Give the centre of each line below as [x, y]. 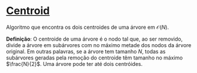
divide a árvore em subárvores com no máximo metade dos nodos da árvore [99, 45]
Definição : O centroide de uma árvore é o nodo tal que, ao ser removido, [94, 39]
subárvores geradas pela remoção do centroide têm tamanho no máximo [95, 58]
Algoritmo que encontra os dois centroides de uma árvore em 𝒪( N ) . [88, 27]
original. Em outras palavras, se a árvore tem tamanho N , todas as [86, 51]
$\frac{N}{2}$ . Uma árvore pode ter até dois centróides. [74, 64]
